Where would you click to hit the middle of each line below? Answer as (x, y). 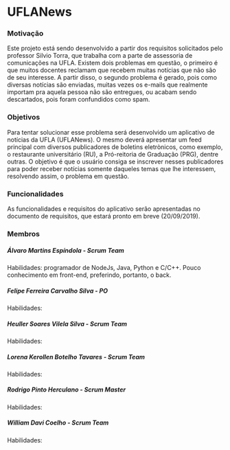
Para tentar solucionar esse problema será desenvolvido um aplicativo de (111, 132)
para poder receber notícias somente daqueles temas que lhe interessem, (112, 168)
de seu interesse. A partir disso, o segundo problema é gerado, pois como (112, 78)
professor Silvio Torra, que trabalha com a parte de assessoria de (100, 56)
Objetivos (24, 117)
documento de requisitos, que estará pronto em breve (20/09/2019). (104, 216)
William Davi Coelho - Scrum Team (58, 423)
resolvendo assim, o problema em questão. (68, 176)
